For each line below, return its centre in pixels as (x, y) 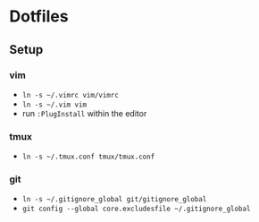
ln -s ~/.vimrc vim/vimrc (70, 95)
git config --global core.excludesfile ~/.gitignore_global (136, 209)
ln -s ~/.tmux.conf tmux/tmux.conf (88, 157)
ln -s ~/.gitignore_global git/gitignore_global (114, 200)
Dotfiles (39, 17)
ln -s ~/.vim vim (54, 105)
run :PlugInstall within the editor (84, 113)
